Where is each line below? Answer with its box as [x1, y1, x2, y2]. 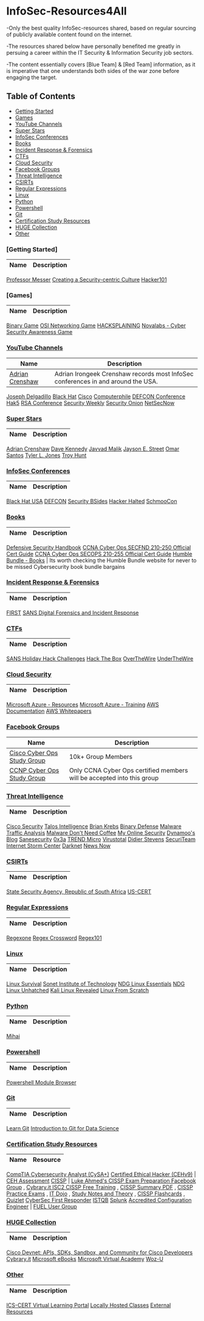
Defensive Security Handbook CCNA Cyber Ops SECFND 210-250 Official [6, 543, 191, 551]
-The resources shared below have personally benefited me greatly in [6, 42, 181, 50]
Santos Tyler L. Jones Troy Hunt [6, 451, 87, 459]
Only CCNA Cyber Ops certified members [69, 766, 188, 775]
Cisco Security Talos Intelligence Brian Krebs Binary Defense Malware [6, 823, 182, 830]
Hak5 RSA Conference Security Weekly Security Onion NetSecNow [6, 399, 175, 406]
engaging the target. [6, 73, 58, 81]
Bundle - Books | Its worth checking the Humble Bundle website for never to [6, 557, 197, 564]
